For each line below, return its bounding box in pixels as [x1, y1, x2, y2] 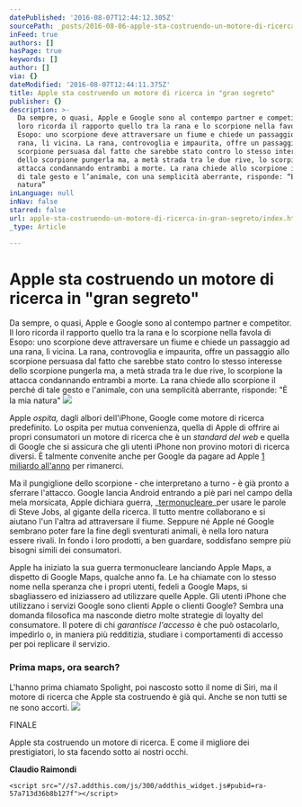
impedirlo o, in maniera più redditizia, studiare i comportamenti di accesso [9, 629, 284, 640]
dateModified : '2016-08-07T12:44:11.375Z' [9, 80, 171, 89]
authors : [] [9, 38, 54, 48]
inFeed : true [9, 30, 58, 39]
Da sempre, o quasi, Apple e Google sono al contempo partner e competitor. [9, 318, 292, 328]
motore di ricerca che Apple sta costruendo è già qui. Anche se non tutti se [9, 691, 288, 702]
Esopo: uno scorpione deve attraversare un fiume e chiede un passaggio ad [9, 336, 290, 347]
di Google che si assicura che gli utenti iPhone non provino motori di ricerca [9, 442, 290, 453]
